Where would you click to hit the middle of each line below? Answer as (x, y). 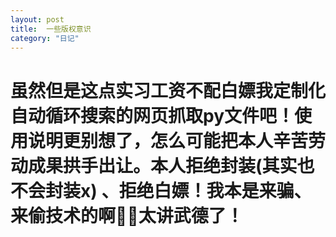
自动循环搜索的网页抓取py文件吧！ (152, 115)
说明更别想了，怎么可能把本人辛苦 (168, 140)
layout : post (37, 19)
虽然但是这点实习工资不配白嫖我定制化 (168, 90)
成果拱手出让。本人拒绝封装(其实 (163, 165)
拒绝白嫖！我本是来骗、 (215, 190)
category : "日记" (45, 38)
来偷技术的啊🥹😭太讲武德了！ (127, 215)
